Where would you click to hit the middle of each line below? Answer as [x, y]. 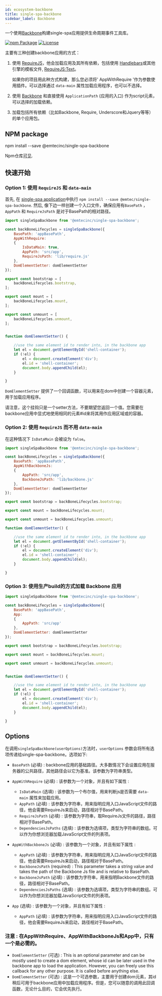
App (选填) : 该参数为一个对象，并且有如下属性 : [59, 906]
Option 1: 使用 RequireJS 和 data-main [48, 188]
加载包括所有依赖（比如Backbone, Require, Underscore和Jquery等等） [83, 112]
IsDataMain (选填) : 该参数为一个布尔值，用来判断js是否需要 [78, 792]
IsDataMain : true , [41, 248]
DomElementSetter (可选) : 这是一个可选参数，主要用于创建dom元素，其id [84, 977]
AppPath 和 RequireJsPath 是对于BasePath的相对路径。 [59, 211]
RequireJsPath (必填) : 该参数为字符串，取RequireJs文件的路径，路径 [88, 816]
